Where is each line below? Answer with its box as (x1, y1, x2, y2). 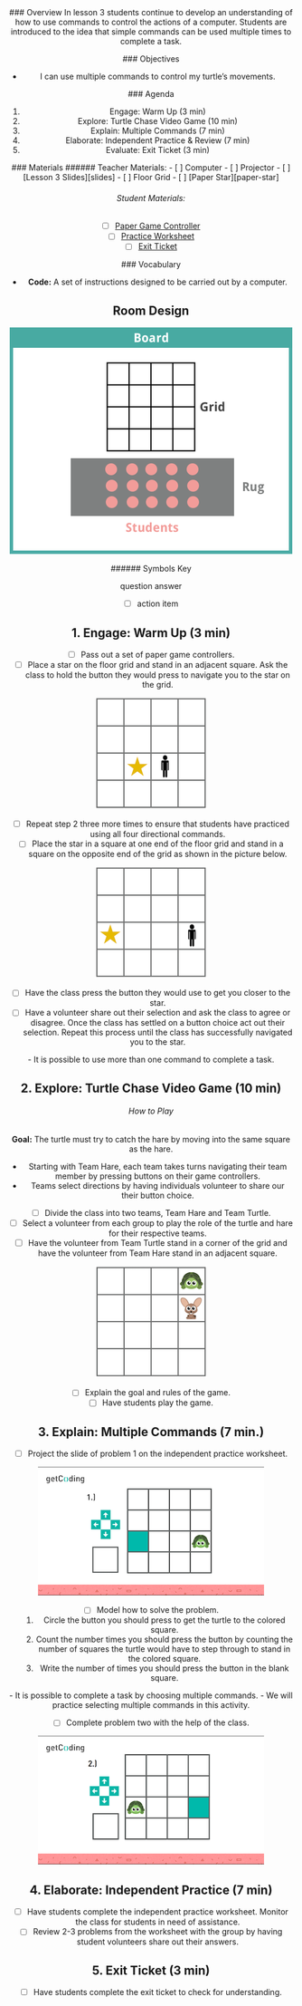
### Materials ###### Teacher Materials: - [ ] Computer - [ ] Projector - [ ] (11, 162, 291, 173)
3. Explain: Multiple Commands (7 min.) (38, 1424, 264, 1440)
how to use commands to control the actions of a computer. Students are (14, 16, 288, 27)
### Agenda (127, 89, 175, 99)
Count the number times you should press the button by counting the (35, 1634, 293, 1645)
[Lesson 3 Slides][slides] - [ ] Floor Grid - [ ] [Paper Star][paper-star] (23, 172, 279, 182)
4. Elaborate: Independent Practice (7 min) (29, 1882, 273, 1897)
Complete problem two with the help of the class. (66, 1717, 250, 1728)
